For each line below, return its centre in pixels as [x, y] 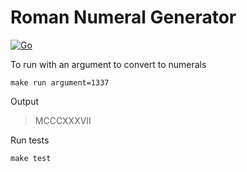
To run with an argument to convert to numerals [108, 64]
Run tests [30, 140]
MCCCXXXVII [63, 120]
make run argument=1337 [60, 82]
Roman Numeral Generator [123, 17]
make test [31, 158]
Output [24, 101]
